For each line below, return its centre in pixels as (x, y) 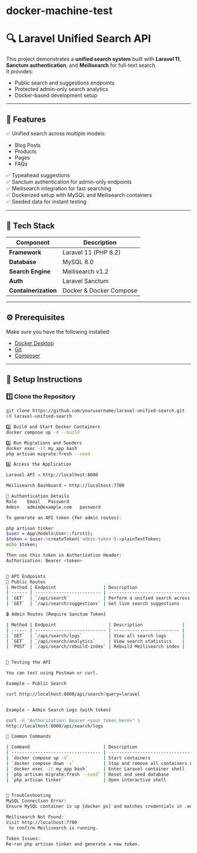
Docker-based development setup (56, 96)
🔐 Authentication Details (38, 496)
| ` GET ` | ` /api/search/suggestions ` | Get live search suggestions (93, 604)
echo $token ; (22, 545)
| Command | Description (72, 747)
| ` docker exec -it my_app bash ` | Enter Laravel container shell (95, 769)
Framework (25, 252)
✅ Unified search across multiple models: (56, 133)
